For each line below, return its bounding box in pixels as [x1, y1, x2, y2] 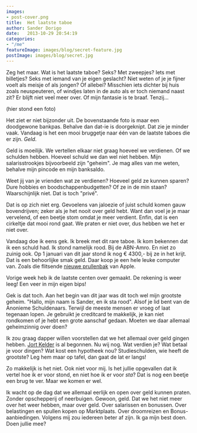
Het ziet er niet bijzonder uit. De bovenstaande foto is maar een [6, 116, 160, 124]
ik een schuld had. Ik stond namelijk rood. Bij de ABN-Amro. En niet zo [6, 244, 176, 251]
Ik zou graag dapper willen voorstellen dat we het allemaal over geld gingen [6, 334, 189, 342]
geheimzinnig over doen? [6, 323, 68, 330]
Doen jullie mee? [6, 420, 46, 427]
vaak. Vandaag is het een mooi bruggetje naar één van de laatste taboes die [6, 129, 191, 136]
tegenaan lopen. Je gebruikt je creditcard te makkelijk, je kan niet [6, 310, 164, 317]
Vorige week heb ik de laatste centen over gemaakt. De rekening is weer [6, 274, 182, 281]
